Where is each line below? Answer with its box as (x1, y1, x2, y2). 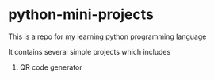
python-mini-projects (8, 6, 155, 24)
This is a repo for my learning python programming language (8, 32, 207, 41)
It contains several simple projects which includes (8, 47, 171, 56)
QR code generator (19, 62, 82, 72)
